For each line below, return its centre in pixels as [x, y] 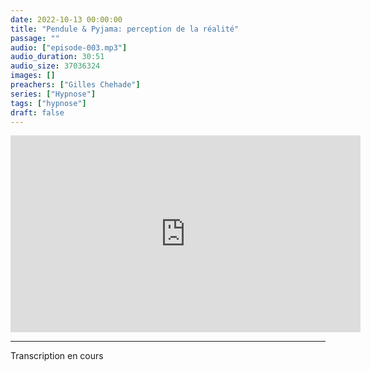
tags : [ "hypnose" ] [48, 103]
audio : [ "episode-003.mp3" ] [69, 47]
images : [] [33, 76]
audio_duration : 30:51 [57, 57]
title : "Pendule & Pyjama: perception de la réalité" [125, 29]
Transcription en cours [57, 356]
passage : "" [35, 38]
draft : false [37, 112]
